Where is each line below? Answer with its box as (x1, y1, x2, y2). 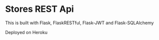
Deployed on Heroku (5, 29, 48, 35)
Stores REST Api (5, 3, 74, 15)
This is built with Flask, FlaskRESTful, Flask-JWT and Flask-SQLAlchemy (5, 20, 154, 26)
